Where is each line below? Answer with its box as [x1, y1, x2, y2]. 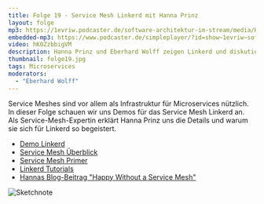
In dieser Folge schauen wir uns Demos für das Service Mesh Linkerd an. [8, 107, 245, 116]
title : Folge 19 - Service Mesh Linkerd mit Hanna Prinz [8, 11, 199, 20]
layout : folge [8, 19, 55, 27]
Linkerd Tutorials [19, 164, 75, 173]
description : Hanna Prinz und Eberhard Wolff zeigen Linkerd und [8, 48, 226, 56]
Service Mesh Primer [19, 155, 88, 165]
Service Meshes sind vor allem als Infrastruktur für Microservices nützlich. [8, 99, 249, 108]
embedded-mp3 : [8, 33, 55, 42]
